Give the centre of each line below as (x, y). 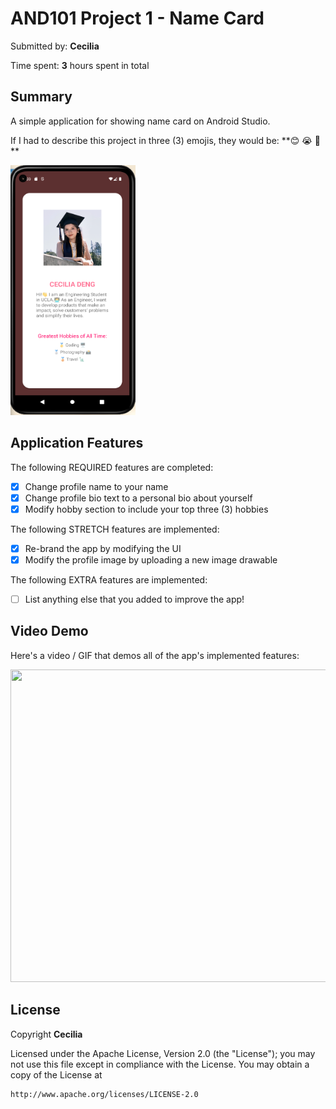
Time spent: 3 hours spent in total (80, 65)
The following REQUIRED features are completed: (112, 467)
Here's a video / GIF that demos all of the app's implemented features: (155, 655)
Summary (41, 97)
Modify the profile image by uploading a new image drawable (151, 559)
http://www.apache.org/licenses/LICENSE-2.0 (104, 1094)
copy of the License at (56, 1074)
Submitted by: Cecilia (55, 46)
